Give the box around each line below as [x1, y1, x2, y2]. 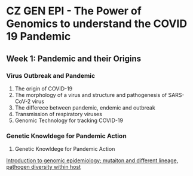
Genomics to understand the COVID [6, 17, 187, 31]
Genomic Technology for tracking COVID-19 [14, 117, 124, 124]
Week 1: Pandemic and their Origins [6, 53, 142, 63]
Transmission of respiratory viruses [14, 110, 103, 117]
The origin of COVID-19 [14, 85, 73, 92]
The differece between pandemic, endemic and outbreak [14, 104, 155, 111]
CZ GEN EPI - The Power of [6, 4, 142, 18]
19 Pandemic [6, 30, 71, 43]
